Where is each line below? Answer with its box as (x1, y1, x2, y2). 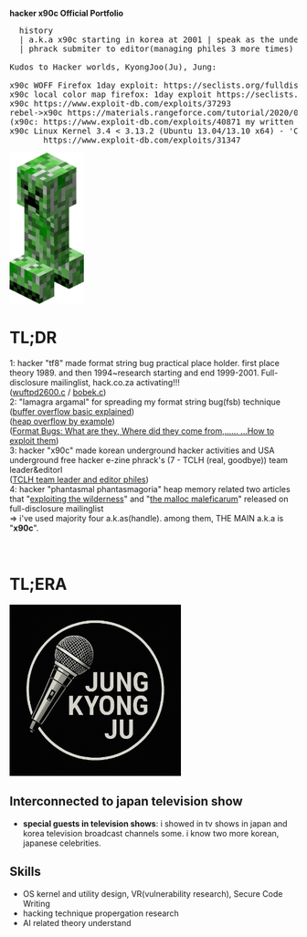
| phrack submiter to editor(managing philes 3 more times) (18, 44, 294, 54)
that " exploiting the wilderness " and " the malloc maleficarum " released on (9, 493, 290, 504)
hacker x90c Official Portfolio (9, 8, 124, 18)
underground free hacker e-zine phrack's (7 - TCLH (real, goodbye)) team (9, 454, 289, 465)
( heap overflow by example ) (9, 416, 116, 426)
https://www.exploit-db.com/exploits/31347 (43, 135, 241, 145)
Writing (22, 898, 50, 909)
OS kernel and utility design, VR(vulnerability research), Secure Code (22, 888, 283, 899)
